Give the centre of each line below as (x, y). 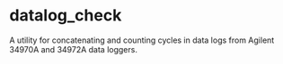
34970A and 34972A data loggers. (73, 49)
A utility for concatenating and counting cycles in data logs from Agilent (142, 40)
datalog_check (66, 16)
